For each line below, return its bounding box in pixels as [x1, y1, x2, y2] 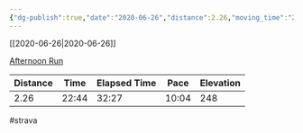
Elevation [199, 76, 242, 89]
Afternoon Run [9, 55, 64, 66]
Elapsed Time [96, 76, 157, 89]
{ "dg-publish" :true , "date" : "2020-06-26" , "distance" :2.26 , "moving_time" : [9, 13, 289, 22]
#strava [9, 114, 38, 126]
